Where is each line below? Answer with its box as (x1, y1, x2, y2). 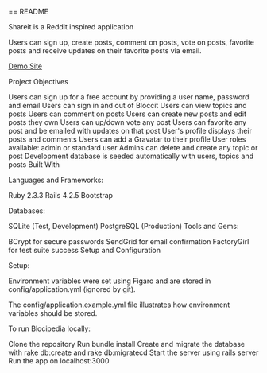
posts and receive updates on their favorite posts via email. (8, 46, 202, 55)
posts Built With (8, 160, 60, 169)
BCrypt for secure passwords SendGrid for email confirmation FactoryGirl (8, 237, 250, 246)
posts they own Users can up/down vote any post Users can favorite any (8, 118, 247, 126)
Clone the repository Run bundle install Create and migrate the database (8, 340, 245, 348)
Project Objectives (8, 77, 69, 86)
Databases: (8, 206, 46, 216)
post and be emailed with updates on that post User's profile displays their (8, 126, 253, 135)
